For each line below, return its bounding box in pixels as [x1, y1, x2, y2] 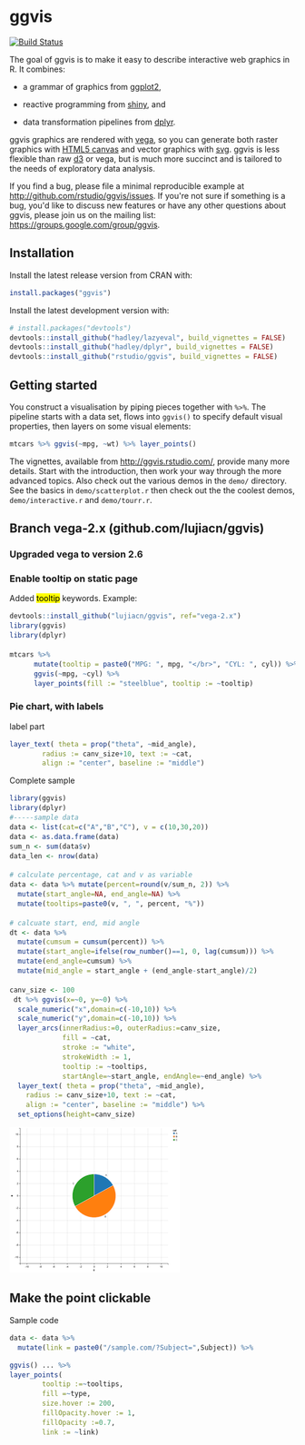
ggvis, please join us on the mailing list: [9, 209, 156, 220]
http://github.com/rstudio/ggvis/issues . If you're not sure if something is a [9, 190, 286, 201]
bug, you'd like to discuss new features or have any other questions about [9, 200, 287, 211]
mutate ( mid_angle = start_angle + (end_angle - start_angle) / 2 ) [17, 966, 258, 975]
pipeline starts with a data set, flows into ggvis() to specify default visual [9, 411, 283, 421]
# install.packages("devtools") [9, 323, 132, 332]
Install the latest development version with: [9, 304, 170, 315]
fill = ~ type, [42, 1390, 92, 1399]
